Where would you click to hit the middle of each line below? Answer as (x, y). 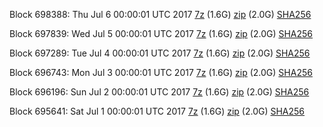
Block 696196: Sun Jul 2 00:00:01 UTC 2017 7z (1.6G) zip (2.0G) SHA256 (159, 92)
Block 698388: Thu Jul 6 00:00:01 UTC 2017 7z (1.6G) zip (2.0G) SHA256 (160, 14)
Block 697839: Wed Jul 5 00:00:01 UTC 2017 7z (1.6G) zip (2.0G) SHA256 (161, 33)
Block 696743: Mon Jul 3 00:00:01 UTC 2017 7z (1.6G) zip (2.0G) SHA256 (161, 72)
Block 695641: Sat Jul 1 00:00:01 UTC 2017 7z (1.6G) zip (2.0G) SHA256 (157, 111)
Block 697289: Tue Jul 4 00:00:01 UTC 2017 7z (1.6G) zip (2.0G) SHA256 (160, 53)
